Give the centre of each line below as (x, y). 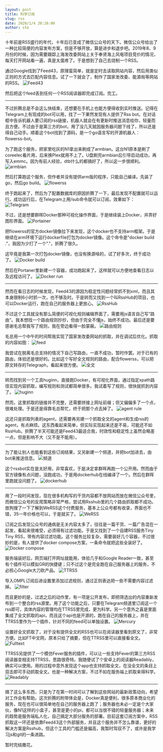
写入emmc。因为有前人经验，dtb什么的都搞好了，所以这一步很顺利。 (74, 161)
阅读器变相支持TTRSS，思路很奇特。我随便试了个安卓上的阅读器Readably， (81, 660)
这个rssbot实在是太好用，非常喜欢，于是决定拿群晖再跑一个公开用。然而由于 (81, 469)
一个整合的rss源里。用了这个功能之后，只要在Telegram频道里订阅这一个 (85, 603)
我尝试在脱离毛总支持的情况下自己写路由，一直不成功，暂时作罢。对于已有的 (81, 353)
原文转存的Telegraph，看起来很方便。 (43, 365)
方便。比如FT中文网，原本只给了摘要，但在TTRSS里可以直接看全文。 (74, 638)
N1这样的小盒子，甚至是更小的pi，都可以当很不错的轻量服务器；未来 (86, 710)
